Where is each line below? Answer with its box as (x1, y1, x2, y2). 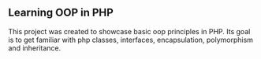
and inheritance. (8, 43, 62, 53)
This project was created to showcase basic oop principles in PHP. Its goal (8, 26, 251, 36)
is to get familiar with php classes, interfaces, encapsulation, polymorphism (8, 35, 254, 44)
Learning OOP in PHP (8, 6, 114, 19)
